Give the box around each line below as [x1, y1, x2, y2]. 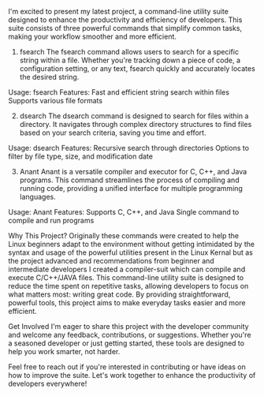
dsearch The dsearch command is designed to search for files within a [19, 111, 249, 121]
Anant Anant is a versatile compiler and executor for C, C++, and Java [19, 167, 247, 176]
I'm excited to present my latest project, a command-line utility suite [8, 7, 229, 16]
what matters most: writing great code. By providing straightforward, [8, 290, 231, 299]
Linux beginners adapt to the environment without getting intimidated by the [8, 240, 255, 248]
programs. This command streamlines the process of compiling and [19, 175, 240, 185]
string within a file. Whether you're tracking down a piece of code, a [19, 55, 241, 65]
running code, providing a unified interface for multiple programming [19, 184, 243, 192]
